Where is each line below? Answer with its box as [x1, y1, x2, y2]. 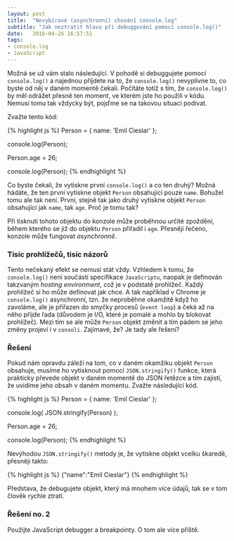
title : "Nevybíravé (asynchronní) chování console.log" [7, 17, 178, 24]
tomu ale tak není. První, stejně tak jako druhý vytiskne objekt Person [7, 195, 206, 204]
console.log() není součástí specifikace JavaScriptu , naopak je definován [7, 273, 223, 282]
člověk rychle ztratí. [7, 492, 65, 500]
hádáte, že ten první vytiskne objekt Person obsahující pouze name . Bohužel [7, 188, 223, 197]
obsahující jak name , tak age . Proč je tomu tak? [7, 203, 139, 211]
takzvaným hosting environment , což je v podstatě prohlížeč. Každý [7, 280, 204, 289]
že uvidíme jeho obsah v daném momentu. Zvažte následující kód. [7, 381, 199, 390]
